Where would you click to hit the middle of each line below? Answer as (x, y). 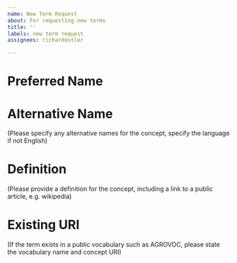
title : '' (22, 27)
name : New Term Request (42, 14)
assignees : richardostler (45, 40)
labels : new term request (45, 34)
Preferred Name (55, 81)
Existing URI (44, 225)
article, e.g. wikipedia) (40, 197)
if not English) (28, 141)
